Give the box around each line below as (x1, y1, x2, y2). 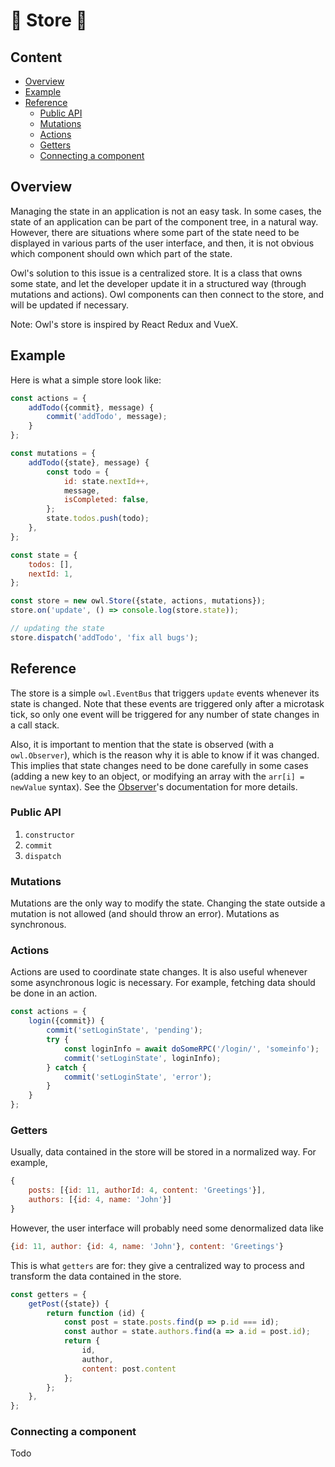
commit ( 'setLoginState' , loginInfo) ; (63, 1053, 222, 1063)
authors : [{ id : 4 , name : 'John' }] (28, 1195, 172, 1205)
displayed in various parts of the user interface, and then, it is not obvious (10, 237, 315, 249)
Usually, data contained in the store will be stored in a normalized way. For (10, 1146, 317, 1158)
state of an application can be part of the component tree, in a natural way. (10, 215, 319, 228)
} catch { (46, 1062, 87, 1073)
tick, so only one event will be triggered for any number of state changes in (10, 708, 320, 720)
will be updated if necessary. (10, 299, 130, 311)
